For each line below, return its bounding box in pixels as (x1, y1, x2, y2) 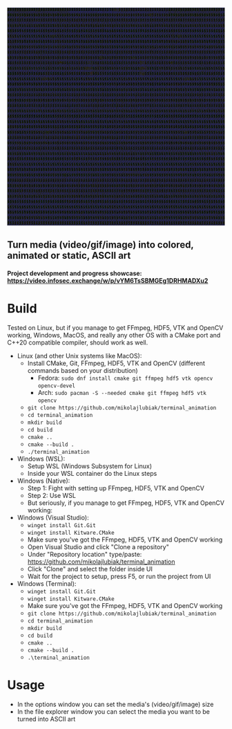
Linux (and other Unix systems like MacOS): (17, 351, 142, 360)
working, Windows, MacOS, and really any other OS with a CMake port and (7, 331, 221, 339)
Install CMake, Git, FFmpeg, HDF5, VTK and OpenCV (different (27, 359, 205, 367)
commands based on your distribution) (27, 366, 138, 374)
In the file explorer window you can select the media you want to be (17, 707, 211, 716)
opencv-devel (37, 382, 76, 389)
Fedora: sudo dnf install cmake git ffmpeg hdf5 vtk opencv (37, 373, 213, 382)
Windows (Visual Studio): (17, 513, 89, 522)
